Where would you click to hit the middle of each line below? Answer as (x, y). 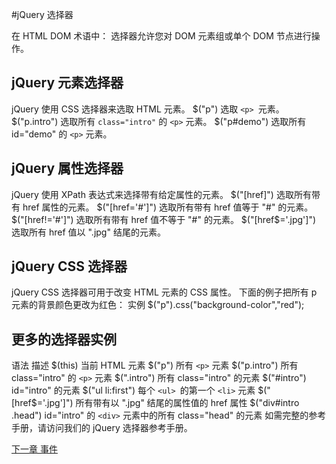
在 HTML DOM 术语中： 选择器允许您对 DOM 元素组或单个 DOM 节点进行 (161, 36)
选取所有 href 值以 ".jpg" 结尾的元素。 (88, 232)
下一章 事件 (34, 449)
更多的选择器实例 (64, 339)
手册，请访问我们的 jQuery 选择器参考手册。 (102, 428)
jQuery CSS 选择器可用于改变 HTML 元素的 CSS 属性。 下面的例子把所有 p (164, 292)
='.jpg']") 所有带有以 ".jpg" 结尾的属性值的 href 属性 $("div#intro (168, 403)
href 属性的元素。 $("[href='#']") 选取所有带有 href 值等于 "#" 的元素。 (168, 207)
